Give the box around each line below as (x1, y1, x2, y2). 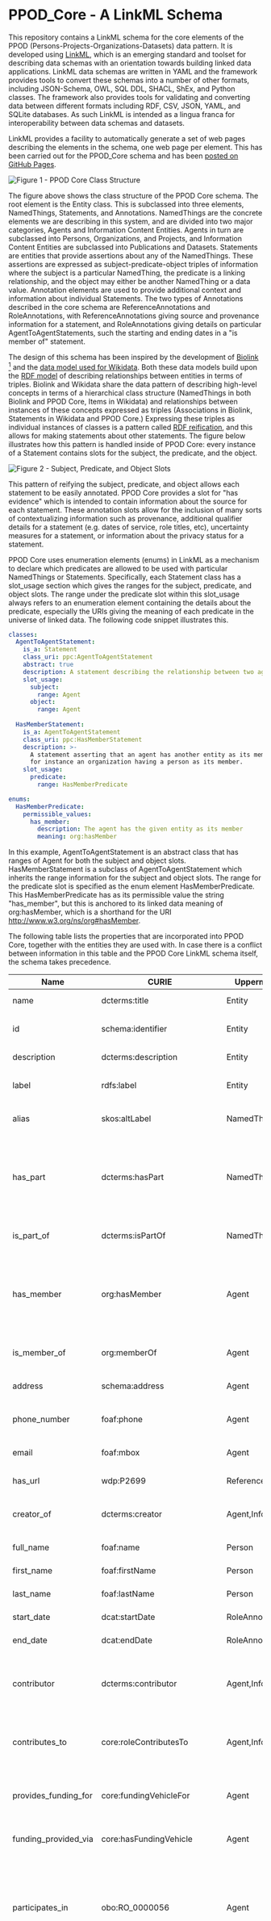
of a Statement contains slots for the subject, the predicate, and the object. (8, 448, 258, 458)
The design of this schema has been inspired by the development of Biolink (8, 352, 260, 362)
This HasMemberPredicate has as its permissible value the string (8, 890, 224, 900)
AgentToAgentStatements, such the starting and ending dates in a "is (8, 328, 238, 337)
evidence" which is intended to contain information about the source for (8, 496, 248, 506)
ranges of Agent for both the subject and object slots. (8, 856, 187, 865)
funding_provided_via (12, 1834, 94, 1845)
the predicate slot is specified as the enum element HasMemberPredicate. (8, 881, 256, 891)
